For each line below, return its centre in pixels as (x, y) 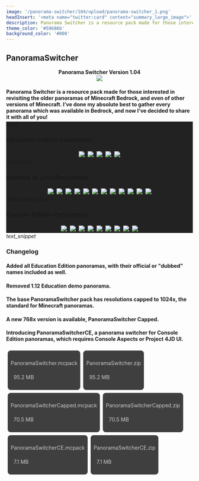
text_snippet (21, 236)
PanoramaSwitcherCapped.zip (143, 405)
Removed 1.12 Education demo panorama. (59, 286)
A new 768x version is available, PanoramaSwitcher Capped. (83, 319)
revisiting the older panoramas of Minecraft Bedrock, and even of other (95, 98)
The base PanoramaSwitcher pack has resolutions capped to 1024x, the (97, 299)
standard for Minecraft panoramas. (50, 306)
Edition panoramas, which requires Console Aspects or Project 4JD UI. (95, 339)
